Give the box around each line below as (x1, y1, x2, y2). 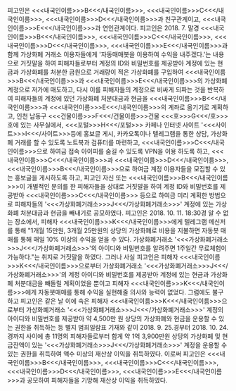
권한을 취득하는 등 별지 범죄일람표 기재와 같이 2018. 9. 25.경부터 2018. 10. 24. (14, 323, 229, 331)
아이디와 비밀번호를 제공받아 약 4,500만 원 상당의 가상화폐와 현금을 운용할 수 (7, 314, 218, 323)
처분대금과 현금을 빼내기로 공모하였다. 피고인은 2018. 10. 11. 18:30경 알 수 (20, 209, 222, 217)
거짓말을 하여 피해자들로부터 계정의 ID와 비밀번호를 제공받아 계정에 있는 (20, 59, 216, 67)
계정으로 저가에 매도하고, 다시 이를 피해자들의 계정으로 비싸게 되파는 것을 (7, 85, 206, 94)
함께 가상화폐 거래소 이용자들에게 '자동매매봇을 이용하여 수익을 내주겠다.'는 (7, 50, 211, 58)
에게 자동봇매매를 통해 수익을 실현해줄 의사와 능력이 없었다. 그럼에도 (25, 288, 211, 296)
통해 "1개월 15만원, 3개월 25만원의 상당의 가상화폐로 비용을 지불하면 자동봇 (14, 226, 219, 235)
